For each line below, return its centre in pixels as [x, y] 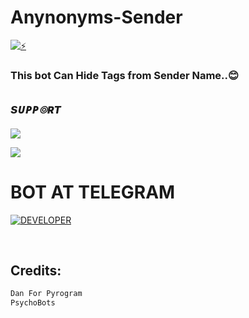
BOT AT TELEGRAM [93, 192]
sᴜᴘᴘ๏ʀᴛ [36, 109]
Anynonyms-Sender [96, 17]
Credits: [36, 270]
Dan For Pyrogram [46, 294]
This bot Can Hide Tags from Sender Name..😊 [125, 75]
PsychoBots [33, 303]
